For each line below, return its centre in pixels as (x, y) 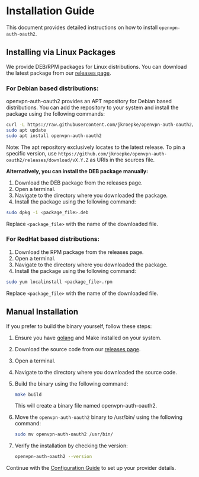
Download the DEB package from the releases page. (79, 183)
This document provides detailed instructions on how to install (82, 27)
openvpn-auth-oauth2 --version (53, 457)
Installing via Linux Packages (61, 53)
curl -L (16, 125)
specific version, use (32, 153)
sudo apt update (26, 130)
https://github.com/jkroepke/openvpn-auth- (113, 154)
